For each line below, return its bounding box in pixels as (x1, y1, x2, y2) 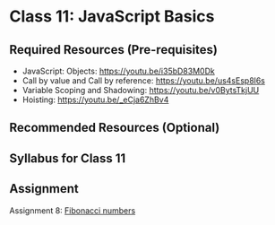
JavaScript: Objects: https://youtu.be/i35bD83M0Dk (21, 65, 215, 76)
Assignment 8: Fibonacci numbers (9, 204, 136, 216)
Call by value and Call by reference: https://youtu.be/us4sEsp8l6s (21, 75, 266, 86)
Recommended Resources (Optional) (9, 120, 220, 135)
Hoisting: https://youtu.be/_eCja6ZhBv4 (21, 94, 169, 105)
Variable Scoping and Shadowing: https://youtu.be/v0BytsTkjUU (21, 85, 260, 95)
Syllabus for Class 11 (9, 151, 126, 166)
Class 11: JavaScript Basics (9, 6, 215, 27)
